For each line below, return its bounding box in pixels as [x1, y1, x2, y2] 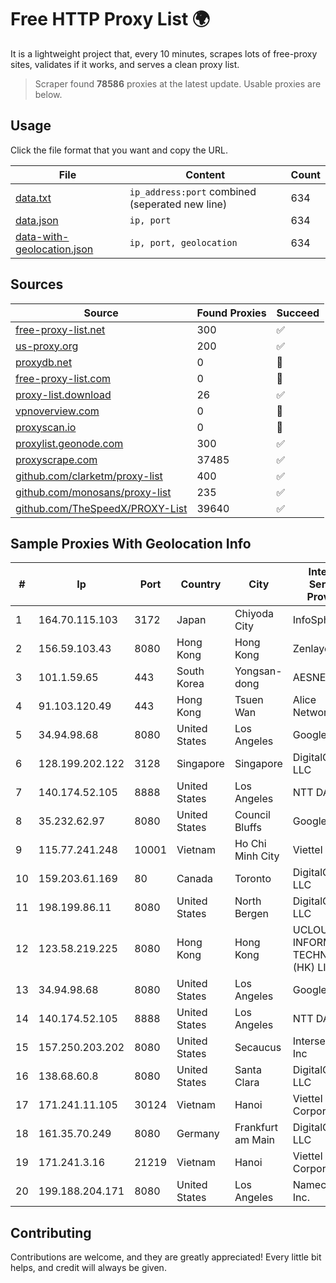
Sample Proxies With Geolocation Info [10, 535, 252, 552]
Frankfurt [234, 1121, 278, 1135]
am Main [234, 1133, 275, 1147]
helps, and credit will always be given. [10, 1262, 167, 1274]
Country [180, 577, 222, 591]
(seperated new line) [129, 197, 228, 211]
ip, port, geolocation [129, 237, 238, 248]
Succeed [276, 306, 320, 320]
